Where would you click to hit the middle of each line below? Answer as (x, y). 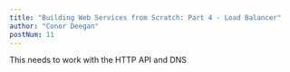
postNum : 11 (32, 34)
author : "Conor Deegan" (54, 26)
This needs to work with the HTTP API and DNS (98, 60)
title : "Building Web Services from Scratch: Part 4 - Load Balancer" (145, 18)
